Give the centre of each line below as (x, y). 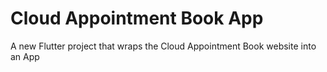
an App (25, 56)
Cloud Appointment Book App (137, 18)
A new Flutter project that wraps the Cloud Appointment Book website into (163, 46)
